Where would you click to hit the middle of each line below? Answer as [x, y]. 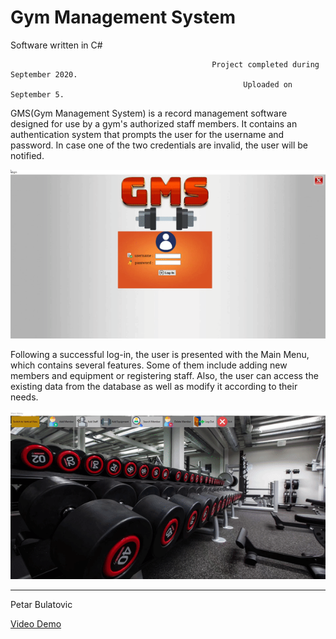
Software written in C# [56, 45]
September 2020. [44, 74]
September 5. [37, 94]
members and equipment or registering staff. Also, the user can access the [164, 375]
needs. [24, 397]
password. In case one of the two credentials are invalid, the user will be [159, 145]
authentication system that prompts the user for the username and [147, 134]
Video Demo [36, 624]
